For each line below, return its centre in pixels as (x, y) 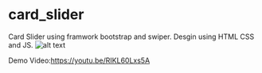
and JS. (21, 44)
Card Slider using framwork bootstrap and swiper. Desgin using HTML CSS (131, 36)
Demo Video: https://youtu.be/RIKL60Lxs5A (79, 60)
